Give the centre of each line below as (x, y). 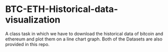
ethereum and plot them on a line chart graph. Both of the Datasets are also (84, 39)
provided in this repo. (27, 44)
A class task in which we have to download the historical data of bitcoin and (84, 33)
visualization (33, 20)
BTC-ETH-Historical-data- (62, 9)
